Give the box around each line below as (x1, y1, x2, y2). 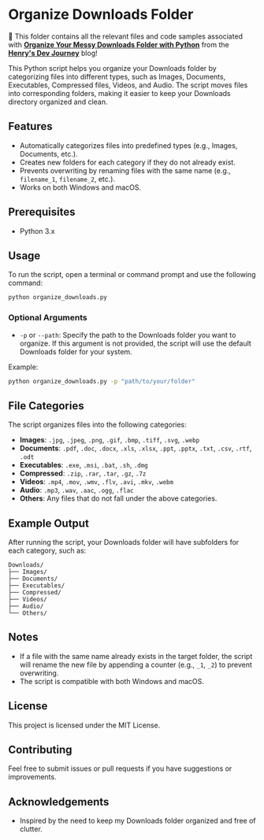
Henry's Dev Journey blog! (8, 48, 99, 57)
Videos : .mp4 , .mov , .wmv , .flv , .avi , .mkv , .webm (19, 477, 174, 487)
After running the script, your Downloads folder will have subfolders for (8, 538, 240, 547)
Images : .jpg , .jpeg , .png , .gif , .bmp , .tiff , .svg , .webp (19, 435, 200, 445)
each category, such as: (8, 546, 87, 556)
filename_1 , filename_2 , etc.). (19, 174, 116, 183)
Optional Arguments (8, 313, 88, 324)
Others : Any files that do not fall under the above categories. (19, 494, 218, 503)
